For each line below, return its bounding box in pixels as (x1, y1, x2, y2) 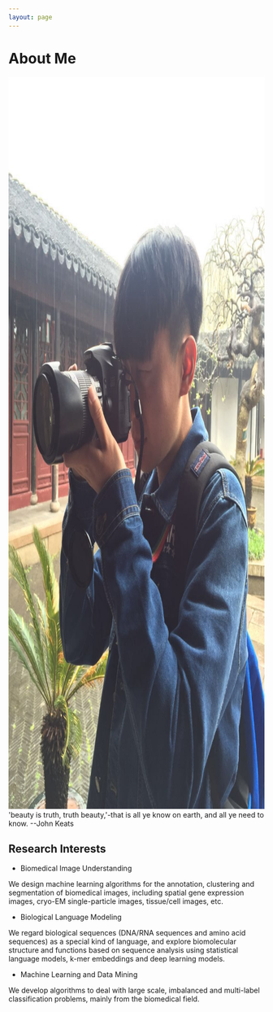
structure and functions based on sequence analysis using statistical (8, 945, 238, 955)
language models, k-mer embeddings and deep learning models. (8, 954, 225, 964)
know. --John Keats (8, 818, 75, 828)
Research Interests (8, 842, 106, 856)
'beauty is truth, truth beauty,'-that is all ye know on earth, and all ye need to (8, 809, 264, 819)
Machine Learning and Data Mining (19, 970, 138, 979)
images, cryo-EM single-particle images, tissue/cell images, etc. (8, 896, 223, 906)
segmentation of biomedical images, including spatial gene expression (8, 888, 245, 898)
